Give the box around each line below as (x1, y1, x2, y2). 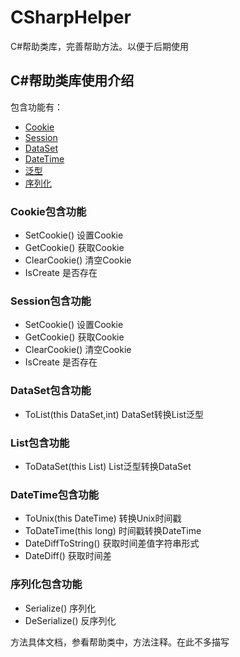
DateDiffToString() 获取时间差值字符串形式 (24, 537, 200, 550)
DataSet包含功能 (10, 384, 92, 398)
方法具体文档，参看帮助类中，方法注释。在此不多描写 (10, 636, 230, 648)
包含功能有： (10, 101, 63, 113)
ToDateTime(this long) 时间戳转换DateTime (24, 525, 202, 537)
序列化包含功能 (10, 577, 83, 591)
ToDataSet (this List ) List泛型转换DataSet (24, 460, 192, 472)
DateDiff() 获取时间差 (24, 550, 112, 562)
